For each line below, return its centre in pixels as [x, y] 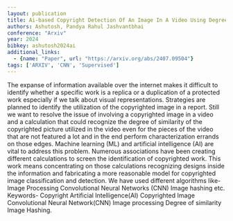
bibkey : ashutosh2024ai [42, 46]
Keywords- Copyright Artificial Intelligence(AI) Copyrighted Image [101, 195]
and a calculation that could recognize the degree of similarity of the [105, 121]
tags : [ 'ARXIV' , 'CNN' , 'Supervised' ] [63, 65]
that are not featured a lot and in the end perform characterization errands [113, 136]
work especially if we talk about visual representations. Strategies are [106, 99]
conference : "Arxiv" [37, 33]
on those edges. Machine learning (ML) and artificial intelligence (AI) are [111, 143]
